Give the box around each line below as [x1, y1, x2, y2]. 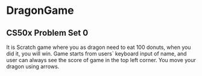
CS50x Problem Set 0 [6, 28, 89, 38]
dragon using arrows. [6, 63, 60, 70]
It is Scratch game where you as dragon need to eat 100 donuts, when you [6, 43, 191, 51]
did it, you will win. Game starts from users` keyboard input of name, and [6, 50, 187, 57]
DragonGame [6, 4, 74, 17]
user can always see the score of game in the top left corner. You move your [6, 57, 196, 63]
